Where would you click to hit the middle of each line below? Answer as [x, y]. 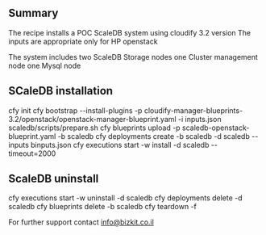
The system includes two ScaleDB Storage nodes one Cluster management [133, 57]
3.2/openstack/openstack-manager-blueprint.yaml [92, 119]
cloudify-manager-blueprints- [193, 110]
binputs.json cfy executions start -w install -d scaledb [120, 145]
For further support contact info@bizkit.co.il [81, 222]
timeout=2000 [32, 153]
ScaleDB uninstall [54, 179]
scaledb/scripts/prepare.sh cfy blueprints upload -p [94, 128]
